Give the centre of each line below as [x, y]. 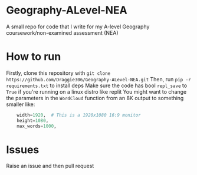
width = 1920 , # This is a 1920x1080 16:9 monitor [79, 115]
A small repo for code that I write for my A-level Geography [78, 27]
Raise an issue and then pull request [50, 166]
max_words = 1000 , [37, 126]
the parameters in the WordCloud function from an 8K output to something [95, 98]
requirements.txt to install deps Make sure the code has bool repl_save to [97, 85]
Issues [23, 149]
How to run [34, 57]
